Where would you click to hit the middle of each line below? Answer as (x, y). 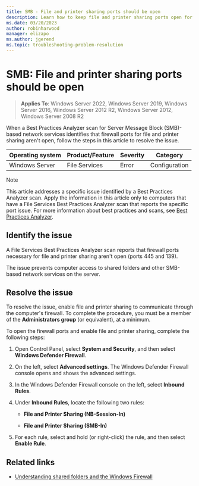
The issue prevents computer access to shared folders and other (86, 267)
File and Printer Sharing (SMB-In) (65, 426)
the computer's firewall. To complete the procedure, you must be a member (99, 313)
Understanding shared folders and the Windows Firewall (83, 476)
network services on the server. (62, 274)
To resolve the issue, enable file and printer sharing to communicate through (100, 307)
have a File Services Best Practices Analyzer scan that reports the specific (97, 204)
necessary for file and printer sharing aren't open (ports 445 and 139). (92, 256)
